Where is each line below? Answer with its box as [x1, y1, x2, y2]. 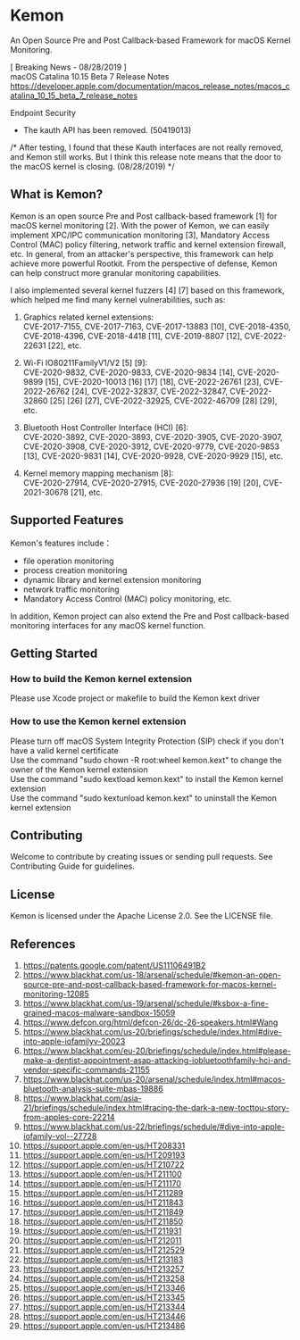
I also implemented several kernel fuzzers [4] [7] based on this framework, [10, 285, 285, 295]
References [10, 936, 76, 952]
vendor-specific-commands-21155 [22, 1064, 150, 1075]
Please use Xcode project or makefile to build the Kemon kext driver [10, 693, 261, 703]
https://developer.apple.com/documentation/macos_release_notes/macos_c [10, 80, 291, 91]
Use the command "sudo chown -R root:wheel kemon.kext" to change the [10, 754, 282, 765]
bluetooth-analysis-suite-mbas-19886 [22, 1083, 163, 1094]
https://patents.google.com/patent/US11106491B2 [22, 960, 206, 970]
